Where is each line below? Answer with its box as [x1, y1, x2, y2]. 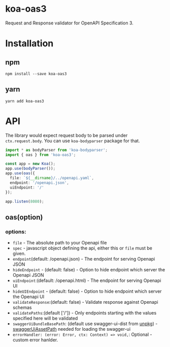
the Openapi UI [12, 294, 45, 300]
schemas [12, 304, 32, 310]
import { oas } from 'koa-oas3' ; [5, 152, 76, 157]
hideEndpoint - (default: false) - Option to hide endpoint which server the [12, 267, 165, 273]
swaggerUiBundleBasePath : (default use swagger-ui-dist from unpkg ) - [12, 321, 158, 327]
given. [12, 250, 26, 257]
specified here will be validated [12, 316, 78, 322]
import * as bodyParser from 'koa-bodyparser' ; [5, 147, 108, 152]
